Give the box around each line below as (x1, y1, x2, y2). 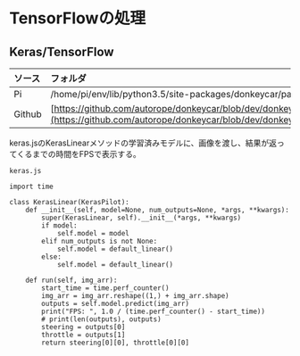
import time (9, 182, 54, 191)
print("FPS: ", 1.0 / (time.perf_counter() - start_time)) (41, 307, 266, 316)
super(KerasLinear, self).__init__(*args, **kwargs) (41, 213, 242, 222)
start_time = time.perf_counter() (41, 284, 170, 293)
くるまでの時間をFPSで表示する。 (16, 149, 141, 159)
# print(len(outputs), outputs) (41, 315, 162, 324)
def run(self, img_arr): (25, 276, 118, 285)
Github (13, 108, 42, 120)
